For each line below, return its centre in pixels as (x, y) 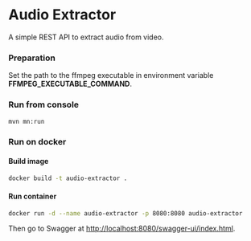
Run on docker (37, 142)
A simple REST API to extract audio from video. (86, 37)
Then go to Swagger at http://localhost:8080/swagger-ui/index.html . (122, 229)
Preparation (32, 58)
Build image (29, 161)
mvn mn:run (27, 121)
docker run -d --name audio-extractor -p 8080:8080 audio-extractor (125, 213)
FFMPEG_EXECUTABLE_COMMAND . (70, 84)
